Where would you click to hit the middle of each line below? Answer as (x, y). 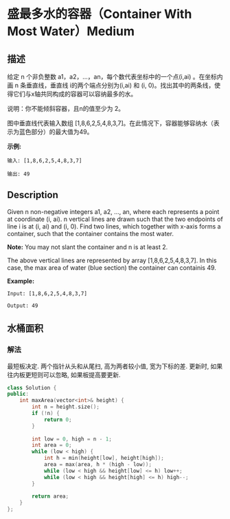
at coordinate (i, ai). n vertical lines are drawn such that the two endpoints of (115, 219)
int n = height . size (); (66, 407)
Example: (21, 281)
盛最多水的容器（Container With (100, 14)
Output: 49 (23, 306)
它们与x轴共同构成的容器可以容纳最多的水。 (75, 94)
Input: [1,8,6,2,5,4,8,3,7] (47, 293)
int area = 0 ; (52, 445)
